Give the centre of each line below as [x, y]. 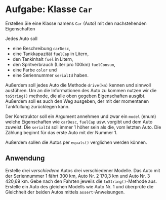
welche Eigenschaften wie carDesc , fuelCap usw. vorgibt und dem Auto [79, 122]
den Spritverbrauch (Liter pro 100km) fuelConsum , [64, 64]
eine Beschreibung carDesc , [41, 48]
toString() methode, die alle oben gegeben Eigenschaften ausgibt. [75, 96]
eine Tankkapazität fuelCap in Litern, [51, 54]
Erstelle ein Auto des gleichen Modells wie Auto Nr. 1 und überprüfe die [79, 186]
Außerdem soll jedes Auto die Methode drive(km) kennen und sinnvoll [78, 85]
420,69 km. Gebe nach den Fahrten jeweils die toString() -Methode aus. [81, 181]
